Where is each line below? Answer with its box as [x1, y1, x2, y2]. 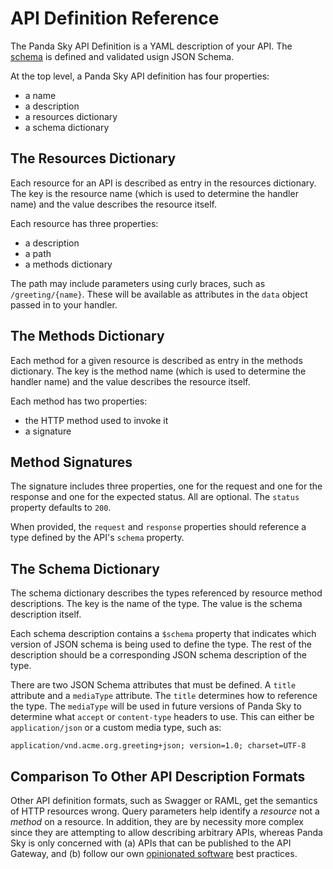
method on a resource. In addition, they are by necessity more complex [10, 816, 304, 827]
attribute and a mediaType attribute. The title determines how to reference [10, 690, 318, 702]
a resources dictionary [24, 110, 118, 122]
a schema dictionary [24, 121, 110, 133]
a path [24, 247, 52, 259]
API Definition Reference [10, 7, 220, 30]
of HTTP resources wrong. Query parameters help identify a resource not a [10, 805, 320, 817]
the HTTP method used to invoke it [24, 414, 169, 426]
